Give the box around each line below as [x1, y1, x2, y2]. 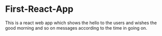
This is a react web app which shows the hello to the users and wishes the [5, 20, 157, 26]
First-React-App [5, 3, 73, 15]
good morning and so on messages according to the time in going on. [5, 25, 148, 31]
